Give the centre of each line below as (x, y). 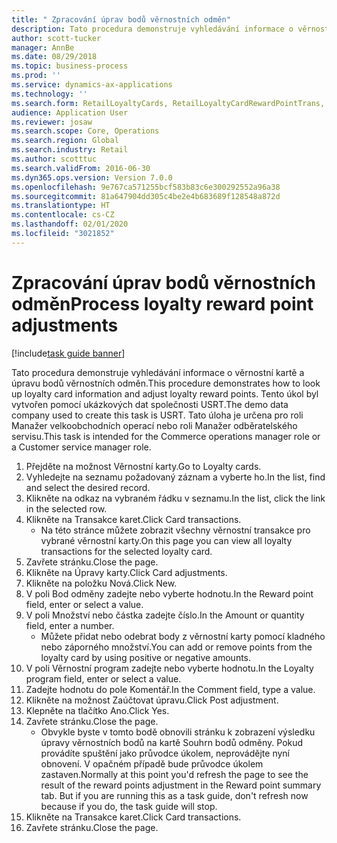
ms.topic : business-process (70, 66)
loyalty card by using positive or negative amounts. (146, 657)
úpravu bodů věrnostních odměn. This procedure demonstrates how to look (166, 383)
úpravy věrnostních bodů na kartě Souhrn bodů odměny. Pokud (172, 742)
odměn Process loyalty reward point (162, 303)
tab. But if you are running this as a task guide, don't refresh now (174, 795)
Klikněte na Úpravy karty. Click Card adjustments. (126, 572)
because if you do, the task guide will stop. (129, 806)
